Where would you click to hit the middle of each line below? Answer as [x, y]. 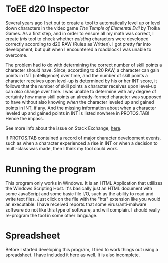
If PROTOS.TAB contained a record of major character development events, [83, 138]
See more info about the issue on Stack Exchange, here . [63, 128]
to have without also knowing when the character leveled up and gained [80, 102]
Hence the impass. [25, 118]
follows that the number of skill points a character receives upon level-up [81, 86]
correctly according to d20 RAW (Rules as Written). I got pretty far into [78, 44]
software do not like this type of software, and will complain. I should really [83, 209]
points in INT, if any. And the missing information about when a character [81, 108]
